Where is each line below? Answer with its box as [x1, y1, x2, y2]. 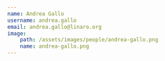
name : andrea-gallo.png [20, 43, 90, 50]
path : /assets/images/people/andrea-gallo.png [20, 36, 159, 43]
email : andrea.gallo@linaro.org [7, 23, 102, 30]
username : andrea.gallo [7, 17, 77, 24]
